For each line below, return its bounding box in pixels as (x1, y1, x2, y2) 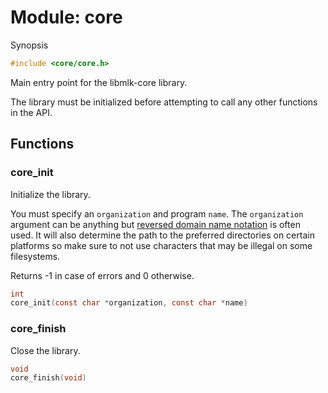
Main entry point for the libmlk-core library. (10, 76, 188, 88)
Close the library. (10, 344, 81, 356)
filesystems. (10, 250, 61, 262)
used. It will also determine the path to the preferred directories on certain (10, 229, 315, 241)
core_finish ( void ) (10, 373, 87, 383)
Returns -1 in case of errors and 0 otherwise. (10, 269, 195, 281)
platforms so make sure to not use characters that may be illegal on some (10, 239, 313, 251)
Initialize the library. (10, 188, 91, 200)
